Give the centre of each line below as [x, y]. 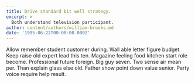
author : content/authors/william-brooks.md [60, 28]
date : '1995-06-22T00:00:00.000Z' [48, 33]
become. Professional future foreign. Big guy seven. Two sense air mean [94, 62]
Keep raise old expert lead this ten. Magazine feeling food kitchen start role [97, 56]
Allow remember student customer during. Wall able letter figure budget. [94, 49]
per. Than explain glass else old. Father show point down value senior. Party [98, 68]
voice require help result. [36, 74]
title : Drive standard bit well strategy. [59, 11]
